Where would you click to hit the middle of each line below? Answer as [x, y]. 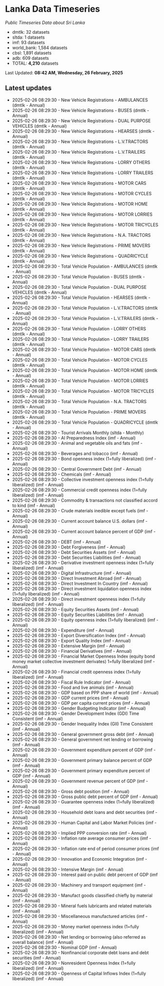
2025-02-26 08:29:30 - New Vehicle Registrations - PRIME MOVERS [81, 245]
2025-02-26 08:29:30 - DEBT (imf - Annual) [57, 542]
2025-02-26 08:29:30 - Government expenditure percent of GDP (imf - [84, 750]
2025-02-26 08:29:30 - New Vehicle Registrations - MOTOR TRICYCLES [85, 225]
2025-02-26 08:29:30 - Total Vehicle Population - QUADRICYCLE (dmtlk [85, 422]
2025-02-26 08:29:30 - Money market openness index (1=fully [75, 926]
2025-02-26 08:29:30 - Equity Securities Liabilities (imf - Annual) [78, 615]
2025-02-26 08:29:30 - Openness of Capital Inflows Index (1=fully [79, 973]
